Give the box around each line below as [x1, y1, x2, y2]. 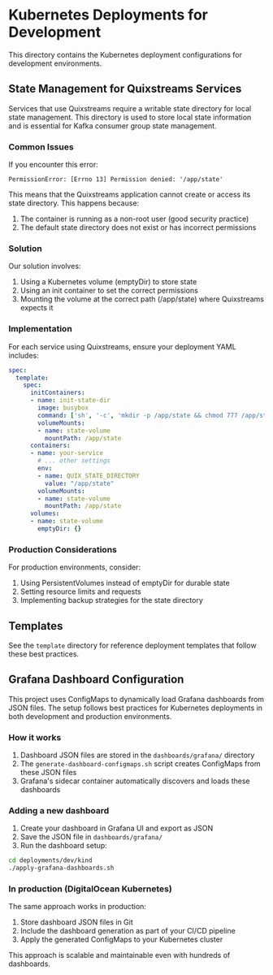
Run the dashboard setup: [19, 841, 107, 851]
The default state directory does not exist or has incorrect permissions [19, 223, 257, 232]
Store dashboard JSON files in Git [19, 917, 134, 927]
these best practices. [8, 649, 80, 659]
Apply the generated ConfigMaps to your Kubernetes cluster [19, 934, 223, 944]
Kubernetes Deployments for [8, 6, 209, 24]
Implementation [8, 323, 73, 335]
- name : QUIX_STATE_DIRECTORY [37, 471, 140, 480]
